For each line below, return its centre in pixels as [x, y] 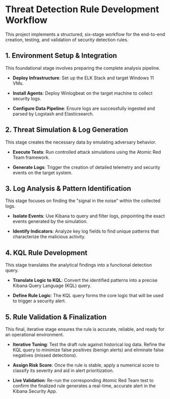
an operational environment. [35, 335]
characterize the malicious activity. [49, 237]
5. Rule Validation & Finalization [56, 317]
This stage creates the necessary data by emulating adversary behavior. [81, 142]
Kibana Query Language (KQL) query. [52, 286]
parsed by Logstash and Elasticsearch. [53, 113]
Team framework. [31, 157]
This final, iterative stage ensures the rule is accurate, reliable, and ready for [85, 329]
